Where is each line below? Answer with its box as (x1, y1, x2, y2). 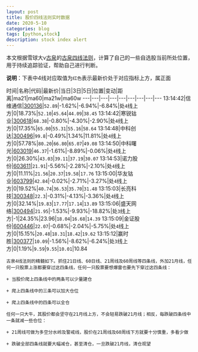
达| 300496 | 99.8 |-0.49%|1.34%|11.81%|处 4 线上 (6, 132, 122, 139)
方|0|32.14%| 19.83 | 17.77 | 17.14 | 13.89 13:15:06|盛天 (6, 200, 131, 207)
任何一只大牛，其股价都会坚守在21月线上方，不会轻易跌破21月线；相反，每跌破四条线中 (6, 311, 191, 317)
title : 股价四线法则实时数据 (6, 14, 70, 20)
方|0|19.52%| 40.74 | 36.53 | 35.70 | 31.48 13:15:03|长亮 (6, 185, 131, 192)
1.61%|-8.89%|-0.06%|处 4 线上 (50, 147, 127, 154)
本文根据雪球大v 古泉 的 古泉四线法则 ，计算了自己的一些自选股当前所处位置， (6, 54, 193, 61)
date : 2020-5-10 (6, 20, 47, 26)
